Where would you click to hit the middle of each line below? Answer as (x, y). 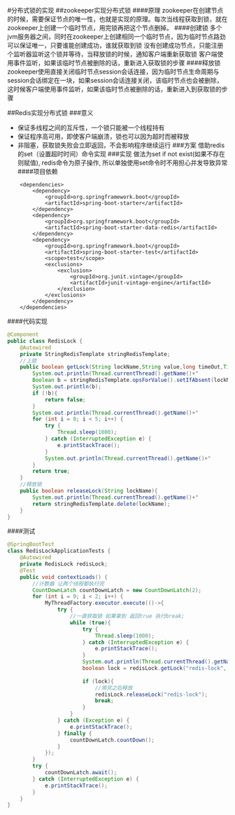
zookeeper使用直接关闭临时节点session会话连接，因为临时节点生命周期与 (113, 71)
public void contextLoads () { (64, 577)
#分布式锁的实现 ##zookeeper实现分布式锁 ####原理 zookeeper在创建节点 (115, 10)
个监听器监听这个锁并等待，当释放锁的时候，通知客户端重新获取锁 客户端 (112, 54)
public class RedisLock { (45, 341)
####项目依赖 (37, 171)
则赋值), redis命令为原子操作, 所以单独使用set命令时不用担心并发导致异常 (122, 163)
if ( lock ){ (98, 681)
